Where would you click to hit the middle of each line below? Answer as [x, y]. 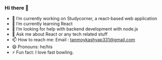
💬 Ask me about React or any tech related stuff [60, 34]
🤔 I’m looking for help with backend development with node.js [75, 29]
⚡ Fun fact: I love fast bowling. [43, 52]
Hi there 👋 [17, 8]
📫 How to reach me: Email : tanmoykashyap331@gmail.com [73, 40]
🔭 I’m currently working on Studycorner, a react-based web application [84, 19]
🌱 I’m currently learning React [42, 24]
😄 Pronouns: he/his [32, 47]
